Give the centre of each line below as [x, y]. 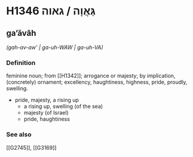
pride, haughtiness [47, 119]
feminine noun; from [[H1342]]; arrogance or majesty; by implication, [91, 76]
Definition [21, 63]
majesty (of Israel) [46, 113]
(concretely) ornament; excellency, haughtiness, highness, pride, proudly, [97, 82]
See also [19, 134]
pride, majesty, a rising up [47, 100]
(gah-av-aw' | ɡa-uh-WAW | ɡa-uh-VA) [55, 47]
